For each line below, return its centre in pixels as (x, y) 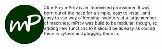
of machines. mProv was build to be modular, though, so (101, 23)
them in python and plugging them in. (82, 33)
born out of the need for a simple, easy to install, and (97, 13)
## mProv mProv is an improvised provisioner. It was (97, 8)
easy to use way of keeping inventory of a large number (100, 18)
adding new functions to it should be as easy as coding (100, 28)
